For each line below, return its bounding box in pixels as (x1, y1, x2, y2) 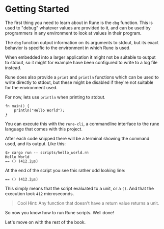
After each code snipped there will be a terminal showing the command (5, 135, 150, 141)
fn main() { (5, 103, 29, 108)
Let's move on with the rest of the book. (5, 219, 86, 225)
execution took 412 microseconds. (5, 190, 74, 197)
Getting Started (5, 3, 70, 15)
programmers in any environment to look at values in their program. (5, 30, 141, 36)
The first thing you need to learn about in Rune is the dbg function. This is (5, 20, 153, 25)
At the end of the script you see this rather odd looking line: (5, 167, 126, 173)
